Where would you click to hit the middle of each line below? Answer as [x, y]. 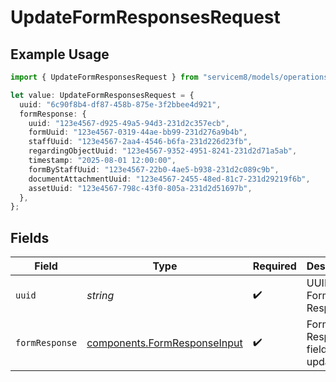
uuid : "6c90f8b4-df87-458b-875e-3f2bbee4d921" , [120, 104]
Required [274, 266]
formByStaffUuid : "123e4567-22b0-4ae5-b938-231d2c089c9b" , [154, 169]
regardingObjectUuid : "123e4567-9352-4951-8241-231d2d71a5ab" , [163, 151]
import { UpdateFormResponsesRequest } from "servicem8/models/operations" [171, 77]
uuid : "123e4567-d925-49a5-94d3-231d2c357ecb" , [129, 123]
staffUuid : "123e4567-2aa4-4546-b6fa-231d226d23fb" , [140, 142]
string [100, 296]
